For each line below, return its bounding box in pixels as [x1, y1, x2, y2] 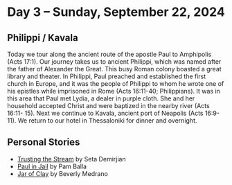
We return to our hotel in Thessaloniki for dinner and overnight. [17, 116, 197, 125]
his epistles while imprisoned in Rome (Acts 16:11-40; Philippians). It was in [7, 87, 220, 95]
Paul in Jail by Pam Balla [17, 162, 87, 170]
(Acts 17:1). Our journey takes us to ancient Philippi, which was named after [7, 58, 222, 66]
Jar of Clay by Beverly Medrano [17, 169, 109, 177]
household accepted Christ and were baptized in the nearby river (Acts [7, 102, 210, 109]
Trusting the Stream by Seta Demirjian [17, 155, 126, 163]
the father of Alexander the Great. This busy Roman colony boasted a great [7, 65, 222, 73]
